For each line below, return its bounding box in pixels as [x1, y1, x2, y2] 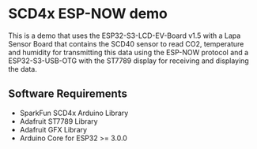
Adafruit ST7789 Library [19, 116, 98, 126]
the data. [8, 64, 37, 73]
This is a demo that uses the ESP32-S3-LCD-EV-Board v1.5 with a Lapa [8, 31, 241, 40]
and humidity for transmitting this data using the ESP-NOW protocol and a [8, 47, 249, 57]
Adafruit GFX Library [19, 125, 88, 134]
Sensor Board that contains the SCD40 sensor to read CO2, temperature [8, 39, 244, 48]
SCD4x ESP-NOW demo [8, 5, 168, 23]
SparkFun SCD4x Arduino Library [19, 108, 129, 117]
